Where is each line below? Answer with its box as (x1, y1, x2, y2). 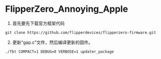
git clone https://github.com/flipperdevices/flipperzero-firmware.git (5, 30, 156, 35)
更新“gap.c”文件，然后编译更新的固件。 (12, 39, 93, 45)
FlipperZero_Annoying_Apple (5, 3, 128, 15)
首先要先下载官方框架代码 (12, 20, 65, 26)
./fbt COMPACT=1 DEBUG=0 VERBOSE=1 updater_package (5, 49, 114, 54)
